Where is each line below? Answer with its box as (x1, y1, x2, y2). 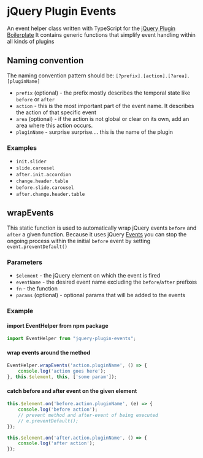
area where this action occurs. (15, 122, 93, 129)
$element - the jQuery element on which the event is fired (15, 272, 161, 279)
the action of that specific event (15, 109, 97, 116)
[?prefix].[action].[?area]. (115, 72, 190, 79)
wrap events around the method (7, 349, 91, 356)
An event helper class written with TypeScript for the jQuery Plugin (7, 25, 176, 32)
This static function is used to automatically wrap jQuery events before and (7, 224, 197, 231)
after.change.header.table (15, 192, 85, 198)
